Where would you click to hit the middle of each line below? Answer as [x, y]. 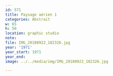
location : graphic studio [32, 33]
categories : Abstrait [28, 19]
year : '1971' [19, 47]
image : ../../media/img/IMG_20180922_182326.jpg [57, 61]
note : [11, 38]
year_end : [15, 57]
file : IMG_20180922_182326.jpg [38, 43]
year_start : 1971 [23, 52]
